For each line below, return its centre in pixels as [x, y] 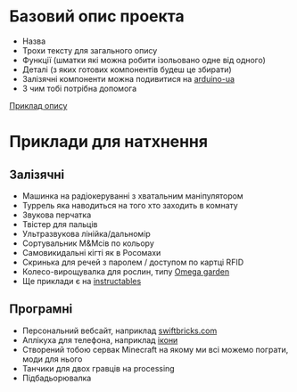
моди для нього [52, 359]
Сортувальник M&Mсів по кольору [88, 243]
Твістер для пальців [60, 224]
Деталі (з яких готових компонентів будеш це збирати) [127, 69]
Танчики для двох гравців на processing [99, 368]
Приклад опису [38, 105]
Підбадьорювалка [57, 378]
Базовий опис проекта [97, 16]
